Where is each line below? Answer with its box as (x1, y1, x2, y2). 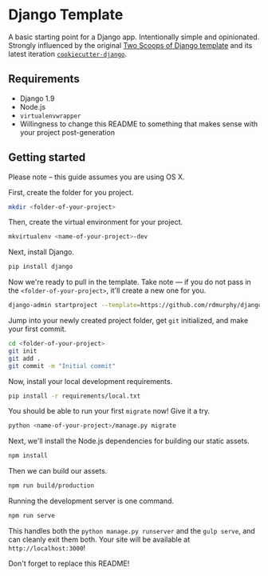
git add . (8, 354, 41, 362)
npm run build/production (8, 482, 94, 490)
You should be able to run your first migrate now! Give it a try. (8, 406, 211, 416)
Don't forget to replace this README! (8, 558, 130, 568)
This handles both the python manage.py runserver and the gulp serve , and (8, 526, 255, 535)
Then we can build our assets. (8, 466, 108, 476)
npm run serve (8, 512, 56, 520)
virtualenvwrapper (19, 112, 81, 120)
